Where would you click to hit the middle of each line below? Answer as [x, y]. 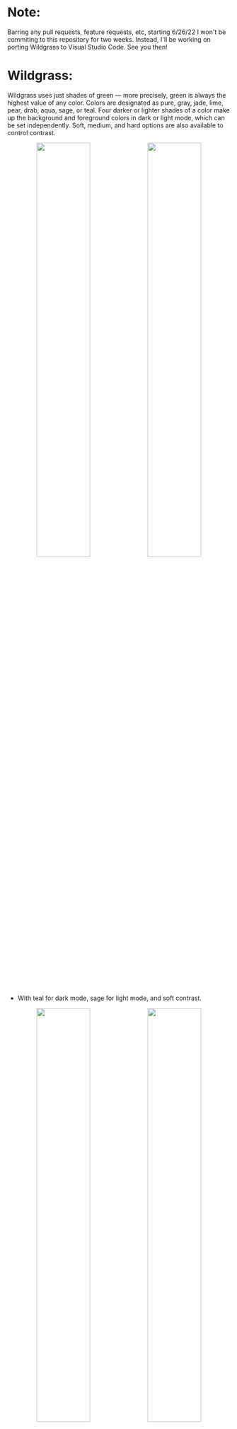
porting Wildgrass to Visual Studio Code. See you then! [87, 47]
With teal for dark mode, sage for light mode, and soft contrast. [109, 998]
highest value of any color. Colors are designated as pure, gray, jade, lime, [116, 103]
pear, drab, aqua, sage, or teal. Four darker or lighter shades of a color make [118, 110]
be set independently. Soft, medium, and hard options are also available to [116, 125]
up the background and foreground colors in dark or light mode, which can [116, 117]
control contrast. [31, 132]
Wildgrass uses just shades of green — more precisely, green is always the [117, 95]
